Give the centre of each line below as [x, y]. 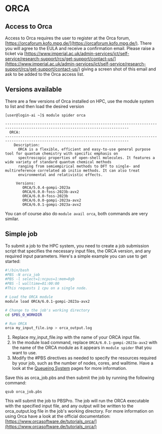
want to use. [24, 353]
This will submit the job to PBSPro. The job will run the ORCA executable [77, 401]
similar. [12, 219]
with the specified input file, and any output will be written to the [69, 406]
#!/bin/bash [17, 270]
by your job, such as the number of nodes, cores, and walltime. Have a [83, 363]
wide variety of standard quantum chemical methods [58, 162]
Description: [27, 145]
